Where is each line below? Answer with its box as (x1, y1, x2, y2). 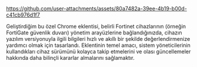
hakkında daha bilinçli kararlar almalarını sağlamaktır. (6, 55, 135, 61)
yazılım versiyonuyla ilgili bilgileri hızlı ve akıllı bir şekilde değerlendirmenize (6, 36, 190, 42)
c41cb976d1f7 (6, 11, 40, 18)
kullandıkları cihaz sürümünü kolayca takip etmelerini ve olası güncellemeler (6, 48, 191, 55)
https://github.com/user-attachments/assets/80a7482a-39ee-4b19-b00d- (6, 5, 188, 12)
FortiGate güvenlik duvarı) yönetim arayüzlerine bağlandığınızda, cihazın (6, 29, 182, 36)
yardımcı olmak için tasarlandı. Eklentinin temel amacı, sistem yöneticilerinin (6, 42, 190, 49)
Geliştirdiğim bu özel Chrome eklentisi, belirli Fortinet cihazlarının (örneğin (6, 23, 186, 30)
